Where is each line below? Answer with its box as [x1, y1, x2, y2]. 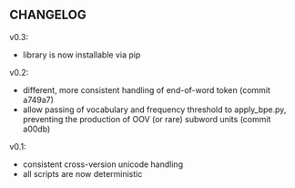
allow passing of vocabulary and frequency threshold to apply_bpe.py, [22, 104, 287, 115]
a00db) [22, 123, 51, 134]
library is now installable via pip [22, 49, 141, 60]
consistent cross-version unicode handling [22, 159, 184, 170]
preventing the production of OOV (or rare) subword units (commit [22, 113, 271, 124]
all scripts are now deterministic [22, 168, 143, 179]
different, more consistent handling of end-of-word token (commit [22, 84, 271, 95]
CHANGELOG [9, 7, 86, 23]
